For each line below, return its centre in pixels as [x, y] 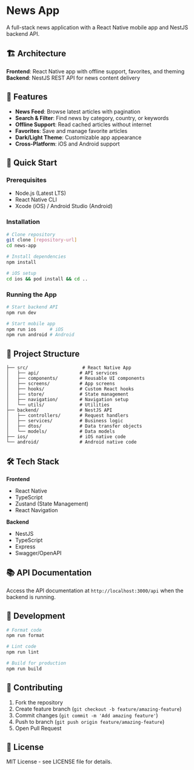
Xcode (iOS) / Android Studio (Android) [64, 206]
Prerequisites [26, 180]
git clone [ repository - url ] [42, 240]
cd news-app [21, 246]
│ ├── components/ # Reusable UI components [76, 379]
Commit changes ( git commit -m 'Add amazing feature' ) [87, 715]
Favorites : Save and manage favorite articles [71, 130]
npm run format [25, 636]
